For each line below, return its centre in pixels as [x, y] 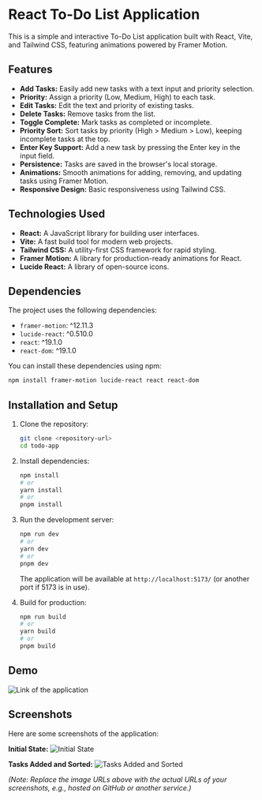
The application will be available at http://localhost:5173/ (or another [135, 578]
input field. [37, 155]
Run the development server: [67, 520]
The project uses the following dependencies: [83, 310]
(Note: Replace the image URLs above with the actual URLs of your [118, 779]
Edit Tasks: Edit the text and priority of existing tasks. [107, 105]
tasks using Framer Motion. [64, 181]
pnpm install [41, 505]
